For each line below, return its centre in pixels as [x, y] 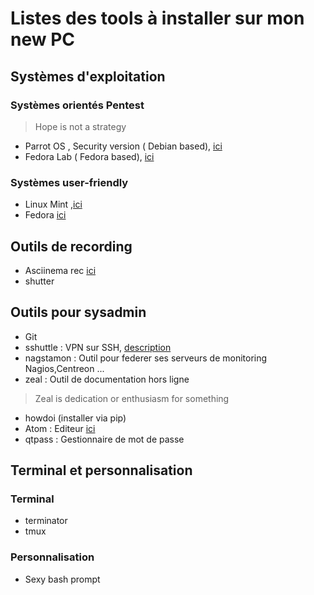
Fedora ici [45, 215]
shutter [39, 281]
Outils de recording [71, 246]
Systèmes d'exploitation [88, 76]
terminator [46, 521]
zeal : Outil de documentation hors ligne [107, 379]
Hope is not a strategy [80, 126]
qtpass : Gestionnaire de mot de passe [104, 439]
